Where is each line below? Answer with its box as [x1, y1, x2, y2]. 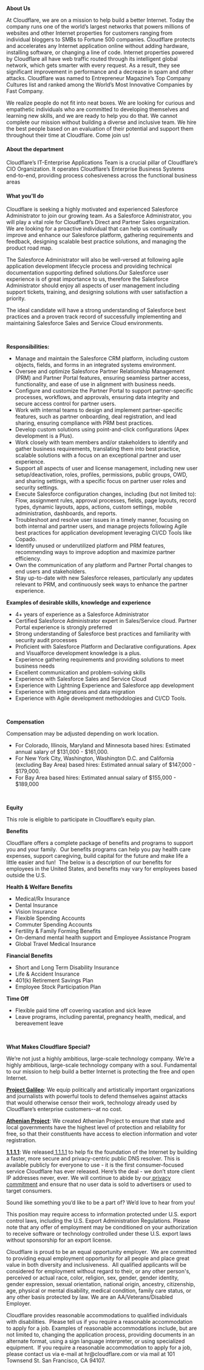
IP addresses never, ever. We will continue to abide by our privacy [6, 1174, 171, 1182]
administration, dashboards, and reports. [15, 510, 117, 517]
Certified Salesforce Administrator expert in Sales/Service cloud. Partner [15, 617, 197, 625]
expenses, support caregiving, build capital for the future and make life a [6, 852, 188, 860]
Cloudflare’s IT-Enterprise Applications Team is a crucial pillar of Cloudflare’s [6, 159, 198, 166]
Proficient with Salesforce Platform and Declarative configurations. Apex [15, 643, 197, 651]
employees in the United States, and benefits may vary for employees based [6, 865, 197, 872]
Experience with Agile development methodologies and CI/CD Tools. [15, 694, 186, 702]
